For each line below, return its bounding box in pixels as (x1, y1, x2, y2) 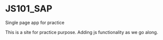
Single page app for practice (5, 19, 65, 25)
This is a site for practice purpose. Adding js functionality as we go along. (5, 29, 158, 35)
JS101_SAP (5, 3, 52, 14)
